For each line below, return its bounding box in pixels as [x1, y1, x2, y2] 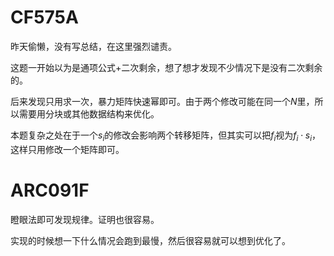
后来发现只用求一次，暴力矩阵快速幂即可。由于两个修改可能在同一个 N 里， [10, 95, 315, 107]
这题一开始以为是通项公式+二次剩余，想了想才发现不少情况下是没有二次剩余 [10, 61, 323, 73]
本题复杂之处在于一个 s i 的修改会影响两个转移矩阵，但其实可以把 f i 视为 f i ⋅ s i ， [10, 129, 322, 143]
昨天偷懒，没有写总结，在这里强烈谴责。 [10, 40, 177, 52]
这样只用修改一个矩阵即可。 [10, 143, 125, 155]
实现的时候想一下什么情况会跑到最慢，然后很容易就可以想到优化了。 [10, 234, 291, 246]
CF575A [10, 6, 79, 29]
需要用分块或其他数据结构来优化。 [18, 107, 160, 120]
